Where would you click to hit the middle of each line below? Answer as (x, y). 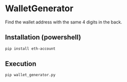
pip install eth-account (30, 49)
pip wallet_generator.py (30, 75)
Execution (21, 64)
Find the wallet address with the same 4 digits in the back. (63, 22)
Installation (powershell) (43, 37)
